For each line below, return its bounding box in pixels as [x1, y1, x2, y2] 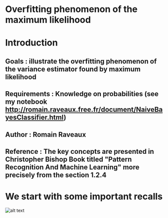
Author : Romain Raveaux [5, 130, 86, 139]
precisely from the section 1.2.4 [5, 170, 107, 179]
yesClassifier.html [5, 113, 64, 122]
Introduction [5, 37, 58, 49]
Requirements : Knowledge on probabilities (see [5, 90, 159, 98]
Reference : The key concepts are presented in [5, 147, 154, 156]
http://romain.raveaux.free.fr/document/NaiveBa [5, 105, 163, 114]
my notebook [5, 98, 48, 106]
